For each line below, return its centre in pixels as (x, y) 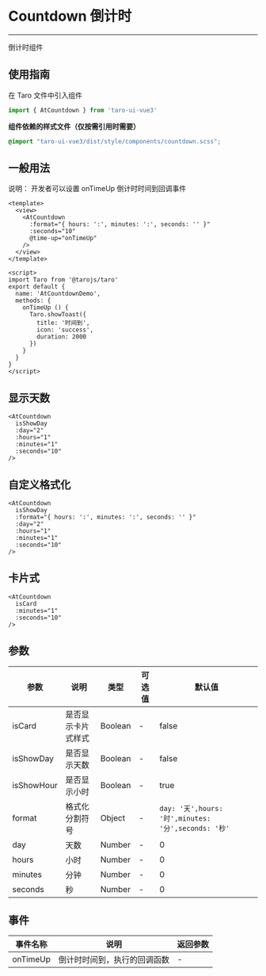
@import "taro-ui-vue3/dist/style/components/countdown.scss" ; (115, 141)
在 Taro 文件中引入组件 (46, 95)
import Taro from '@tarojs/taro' (63, 280)
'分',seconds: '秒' (195, 828)
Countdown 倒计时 (70, 16)
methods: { (33, 301)
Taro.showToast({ (58, 315)
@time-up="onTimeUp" (63, 239)
